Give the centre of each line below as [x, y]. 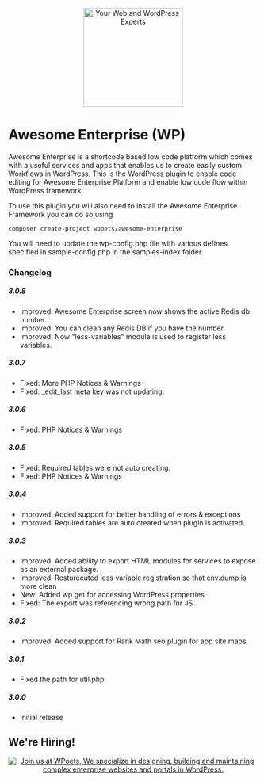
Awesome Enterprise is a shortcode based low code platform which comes [130, 156]
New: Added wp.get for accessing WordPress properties [112, 594]
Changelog [30, 272]
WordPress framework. [46, 190]
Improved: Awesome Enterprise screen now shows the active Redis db [134, 311]
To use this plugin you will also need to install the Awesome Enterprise [123, 205]
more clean [38, 586]
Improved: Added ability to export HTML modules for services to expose [138, 561]
